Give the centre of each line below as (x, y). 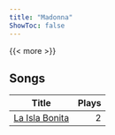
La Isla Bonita (41, 118)
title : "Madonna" (41, 17)
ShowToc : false (37, 26)
